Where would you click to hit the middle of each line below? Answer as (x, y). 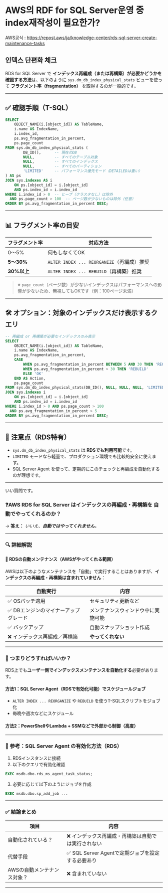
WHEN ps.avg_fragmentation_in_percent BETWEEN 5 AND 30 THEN (88, 365)
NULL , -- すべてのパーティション (62, 166)
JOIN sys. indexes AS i (29, 180)
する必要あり (82, 860)
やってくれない (107, 636)
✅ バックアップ (25, 627)
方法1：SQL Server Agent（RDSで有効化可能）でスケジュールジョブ (75, 689)
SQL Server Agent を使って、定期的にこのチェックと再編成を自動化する (86, 469)
